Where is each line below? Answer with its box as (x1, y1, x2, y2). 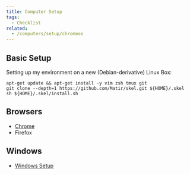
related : (6, 25, 28, 32)
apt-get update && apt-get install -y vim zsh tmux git (6, 80, 147, 86)
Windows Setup (14, 162, 54, 169)
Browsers (6, 107, 43, 117)
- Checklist (11, 20, 42, 26)
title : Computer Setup (6, 8, 62, 15)
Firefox (14, 129, 33, 136)
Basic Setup (6, 53, 52, 63)
